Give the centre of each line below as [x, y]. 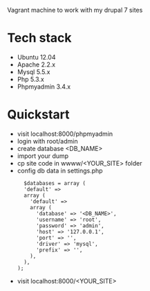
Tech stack [39, 38]
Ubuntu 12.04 [36, 57]
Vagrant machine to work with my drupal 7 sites [75, 10]
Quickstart [39, 115]
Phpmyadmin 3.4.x [44, 87]
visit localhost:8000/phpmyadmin [65, 134]
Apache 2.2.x [36, 64]
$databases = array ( [55, 183]
